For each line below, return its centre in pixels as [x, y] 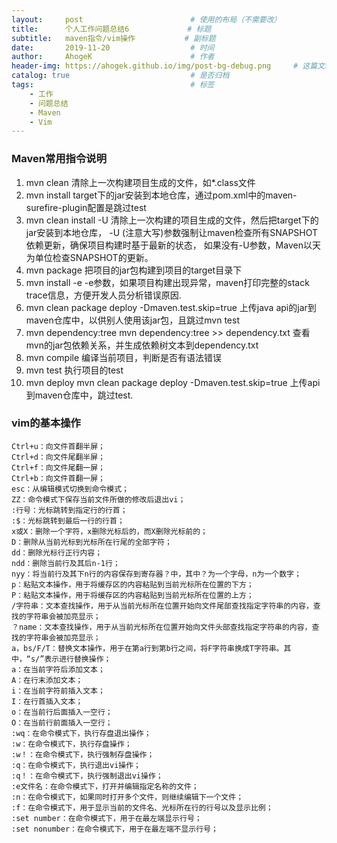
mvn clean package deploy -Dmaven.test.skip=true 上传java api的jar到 [171, 307]
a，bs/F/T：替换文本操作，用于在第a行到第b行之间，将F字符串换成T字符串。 [147, 648]
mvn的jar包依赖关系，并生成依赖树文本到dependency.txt [142, 345]
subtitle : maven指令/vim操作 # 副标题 [113, 38]
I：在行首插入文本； [47, 701]
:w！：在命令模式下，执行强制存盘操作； [83, 754]
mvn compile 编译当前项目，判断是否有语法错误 [124, 357]
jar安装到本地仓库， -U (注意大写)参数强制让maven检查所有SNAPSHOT [172, 232]
